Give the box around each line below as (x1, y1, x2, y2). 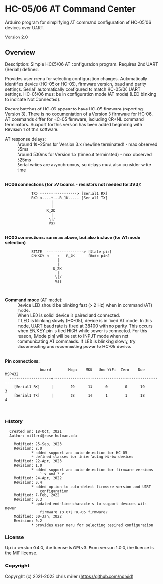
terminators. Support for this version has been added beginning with (5, 121, 142, 127)
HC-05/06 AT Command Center (5, 3, 136, 15)
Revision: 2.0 (14, 446, 42, 451)
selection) (5, 239, 26, 245)
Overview (5, 48, 36, 56)
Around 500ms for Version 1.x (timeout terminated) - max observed (17, 151, 152, 157)
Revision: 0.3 (14, 497, 42, 502)
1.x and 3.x (39, 472, 64, 476)
